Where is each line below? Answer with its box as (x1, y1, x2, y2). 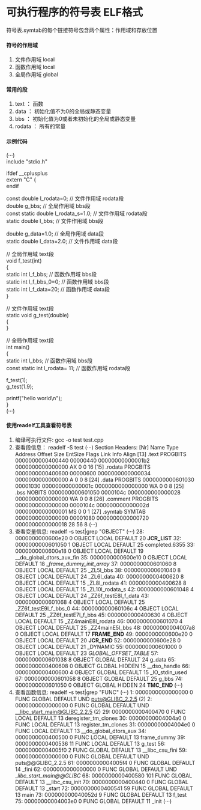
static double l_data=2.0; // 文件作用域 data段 (6, 237, 118, 245)
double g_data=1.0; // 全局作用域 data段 (6, 230, 104, 237)
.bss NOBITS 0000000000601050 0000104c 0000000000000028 (14, 489, 181, 496)
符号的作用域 (6, 41, 38, 49)
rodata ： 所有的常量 (14, 123, 66, 130)
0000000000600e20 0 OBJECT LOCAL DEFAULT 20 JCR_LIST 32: (14, 534, 182, 541)
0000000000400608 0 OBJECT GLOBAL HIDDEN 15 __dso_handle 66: (14, 662, 190, 669)
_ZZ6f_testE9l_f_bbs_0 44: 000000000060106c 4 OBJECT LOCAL (14, 604, 179, 612)
